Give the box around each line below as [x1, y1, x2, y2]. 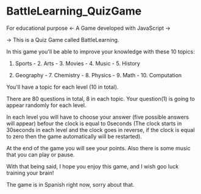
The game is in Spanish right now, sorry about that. [6, 181, 135, 188]
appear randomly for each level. [6, 102, 86, 109]
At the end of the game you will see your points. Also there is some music [6, 144, 191, 151]
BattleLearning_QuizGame [6, 4, 142, 18]
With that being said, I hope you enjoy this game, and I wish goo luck [6, 162, 179, 170]
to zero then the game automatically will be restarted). [6, 133, 142, 140]
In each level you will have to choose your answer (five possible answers [6, 113, 189, 120]
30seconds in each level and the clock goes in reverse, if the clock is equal [6, 126, 195, 133]
